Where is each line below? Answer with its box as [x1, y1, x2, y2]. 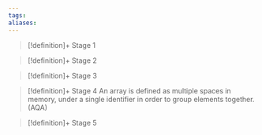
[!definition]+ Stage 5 [27, 118, 97, 127]
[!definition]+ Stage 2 [27, 56, 97, 65]
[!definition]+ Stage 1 [27, 40, 96, 49]
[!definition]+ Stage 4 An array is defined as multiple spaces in [27, 86, 231, 95]
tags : [8, 11, 26, 20]
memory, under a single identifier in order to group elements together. [27, 94, 255, 104]
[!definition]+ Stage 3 [27, 71, 97, 80]
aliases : [8, 19, 37, 27]
